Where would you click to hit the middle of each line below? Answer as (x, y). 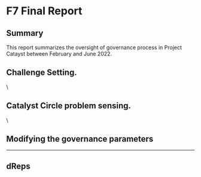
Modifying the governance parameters (80, 139)
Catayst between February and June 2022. (59, 54)
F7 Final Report (44, 11)
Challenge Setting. (42, 73)
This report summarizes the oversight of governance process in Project (94, 47)
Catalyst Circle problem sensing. (69, 106)
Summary (25, 33)
